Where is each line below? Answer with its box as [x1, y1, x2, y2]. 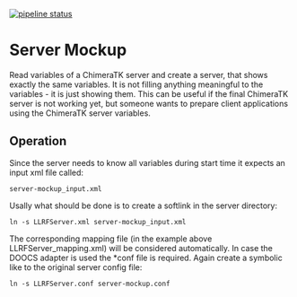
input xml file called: [9, 167, 83, 178]
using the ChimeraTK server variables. [9, 108, 151, 118]
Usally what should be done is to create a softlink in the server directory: [9, 200, 278, 211]
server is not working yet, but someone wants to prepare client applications [9, 98, 289, 109]
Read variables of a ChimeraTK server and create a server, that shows [9, 69, 268, 80]
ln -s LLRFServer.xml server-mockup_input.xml [9, 217, 187, 226]
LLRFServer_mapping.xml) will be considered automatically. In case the [9, 242, 274, 253]
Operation [9, 134, 67, 149]
